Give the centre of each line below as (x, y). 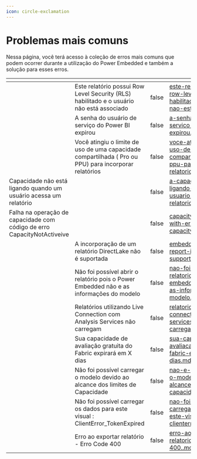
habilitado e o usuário (104, 101)
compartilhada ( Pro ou (106, 157)
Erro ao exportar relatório (109, 436)
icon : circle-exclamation (38, 11)
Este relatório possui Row (110, 86)
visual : (84, 416)
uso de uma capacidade (108, 149)
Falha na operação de (39, 212)
